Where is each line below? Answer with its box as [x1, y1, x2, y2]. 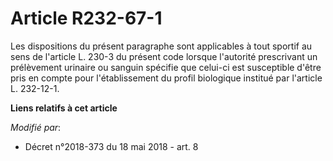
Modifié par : [10, 121, 62, 133]
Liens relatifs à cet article [10, 102, 118, 114]
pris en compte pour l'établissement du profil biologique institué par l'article [10, 72, 323, 84]
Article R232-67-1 [10, 7, 163, 30]
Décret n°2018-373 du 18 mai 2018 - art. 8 [24, 140, 199, 152]
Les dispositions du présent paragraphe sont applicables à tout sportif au [10, 40, 313, 52]
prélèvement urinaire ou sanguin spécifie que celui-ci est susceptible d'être [10, 61, 322, 73]
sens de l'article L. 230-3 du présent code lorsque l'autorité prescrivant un [10, 50, 318, 62]
